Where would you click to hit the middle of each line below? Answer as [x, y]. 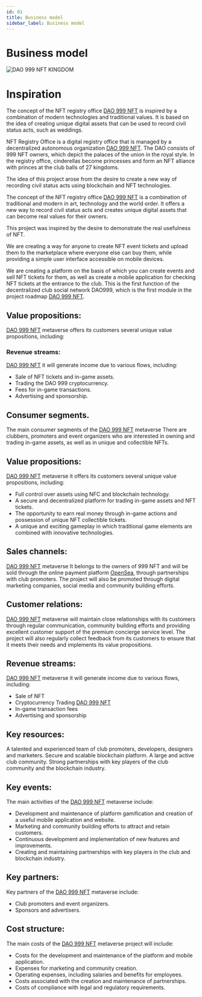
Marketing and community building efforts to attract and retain [92, 826]
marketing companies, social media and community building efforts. [90, 585]
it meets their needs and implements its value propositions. [79, 644]
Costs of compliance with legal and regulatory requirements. [90, 987]
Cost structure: [36, 929]
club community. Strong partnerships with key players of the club [87, 762]
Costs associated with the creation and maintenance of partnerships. [101, 981]
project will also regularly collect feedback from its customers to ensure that [101, 638]
